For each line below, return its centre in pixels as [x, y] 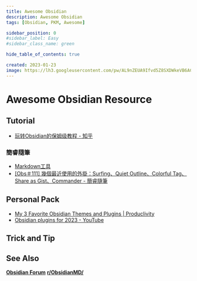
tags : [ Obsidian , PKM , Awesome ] [45, 22]
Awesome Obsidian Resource [79, 99]
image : [14, 70]
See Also [23, 258]
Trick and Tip [31, 239]
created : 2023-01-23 [31, 65]
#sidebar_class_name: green [40, 44]
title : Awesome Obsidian [36, 11]
